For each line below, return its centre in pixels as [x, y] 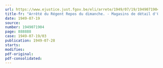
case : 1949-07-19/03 [26, 36]
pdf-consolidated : [24, 58]
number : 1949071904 [25, 27]
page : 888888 [18, 32]
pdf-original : [19, 54]
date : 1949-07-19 [23, 18]
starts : [13, 45]
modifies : [15, 49]
